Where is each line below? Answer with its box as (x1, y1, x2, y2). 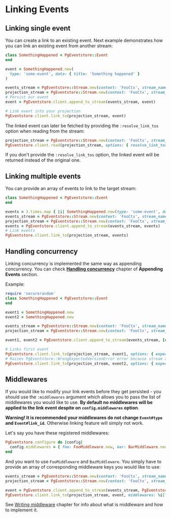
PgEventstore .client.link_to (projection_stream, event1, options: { (5, 351, 154, 357)
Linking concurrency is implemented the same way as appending (5, 261, 142, 266)
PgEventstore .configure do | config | (5, 440, 83, 445)
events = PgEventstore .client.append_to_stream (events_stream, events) (5, 223, 160, 229)
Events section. (5, 271, 38, 277)
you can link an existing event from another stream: (5, 43, 113, 49)
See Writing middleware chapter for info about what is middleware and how (5, 502, 163, 508)
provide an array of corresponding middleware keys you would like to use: (5, 464, 161, 470)
